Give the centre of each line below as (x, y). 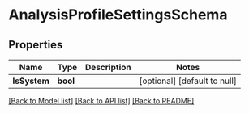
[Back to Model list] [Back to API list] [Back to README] (101, 101)
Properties (36, 45)
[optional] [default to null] (188, 81)
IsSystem (31, 81)
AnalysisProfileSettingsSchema (118, 15)
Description (108, 67)
